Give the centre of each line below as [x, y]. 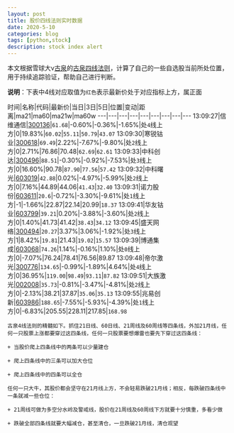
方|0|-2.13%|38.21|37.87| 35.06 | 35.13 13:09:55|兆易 [81, 293]
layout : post [27, 14]
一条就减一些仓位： [31, 396]
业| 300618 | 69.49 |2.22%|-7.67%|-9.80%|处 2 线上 [77, 142]
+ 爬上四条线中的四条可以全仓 [45, 375]
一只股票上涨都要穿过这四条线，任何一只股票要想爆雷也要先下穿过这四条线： [107, 334]
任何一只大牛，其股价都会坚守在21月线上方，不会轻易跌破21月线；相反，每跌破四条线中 [117, 388]
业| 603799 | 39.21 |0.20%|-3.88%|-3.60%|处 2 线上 [79, 213]
